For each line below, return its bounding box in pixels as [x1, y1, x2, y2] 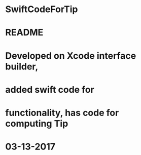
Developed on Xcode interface [5, 50, 136, 61]
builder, [5, 61, 39, 72]
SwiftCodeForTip [5, 4, 78, 15]
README [5, 27, 44, 38]
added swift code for [5, 84, 95, 95]
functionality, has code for [5, 107, 119, 119]
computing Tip [5, 118, 68, 129]
